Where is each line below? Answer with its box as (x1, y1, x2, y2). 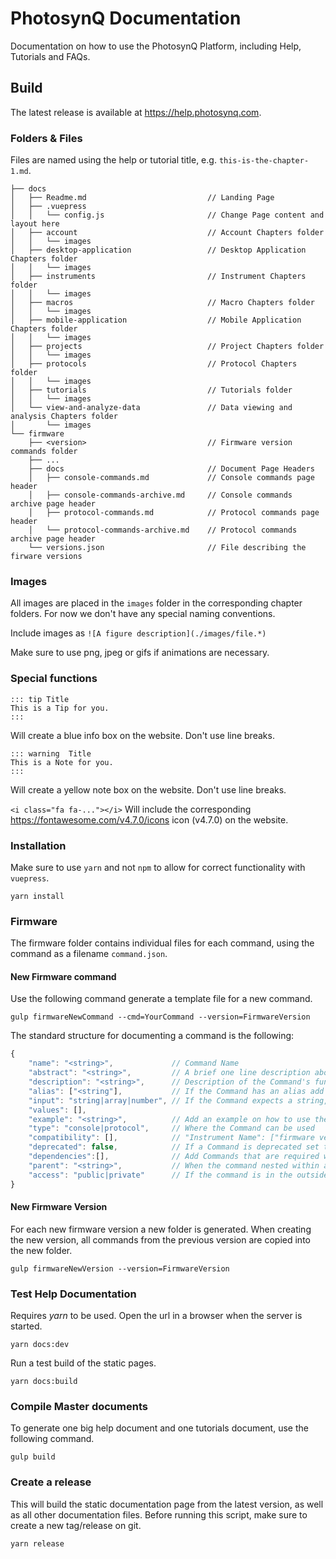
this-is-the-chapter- (218, 156, 310, 166)
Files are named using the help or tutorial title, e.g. (10, 154, 217, 166)
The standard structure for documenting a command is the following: (10, 1030, 295, 1042)
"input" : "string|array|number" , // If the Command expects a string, (28, 1095, 329, 1106)
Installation (10, 838, 67, 852)
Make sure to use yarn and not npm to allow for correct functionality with (10, 861, 306, 873)
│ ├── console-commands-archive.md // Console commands (28, 490, 293, 501)
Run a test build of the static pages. (10, 1357, 157, 1369)
